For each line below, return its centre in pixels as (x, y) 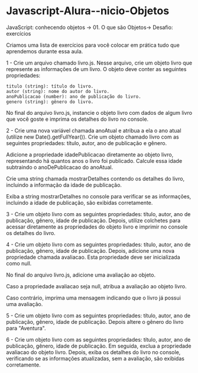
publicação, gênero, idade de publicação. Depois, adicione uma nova (90, 250)
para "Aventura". (26, 328)
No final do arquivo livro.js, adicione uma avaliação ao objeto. (81, 275)
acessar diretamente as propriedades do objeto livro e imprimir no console (97, 227)
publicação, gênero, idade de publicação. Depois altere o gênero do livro (95, 321)
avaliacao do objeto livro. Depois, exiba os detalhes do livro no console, (93, 352)
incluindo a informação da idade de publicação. (64, 185)
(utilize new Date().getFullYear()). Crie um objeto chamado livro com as (92, 137)
